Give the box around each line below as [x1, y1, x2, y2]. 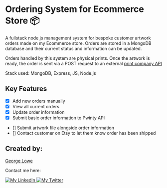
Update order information [12, 109, 65, 115]
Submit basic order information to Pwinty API [12, 115, 105, 121]
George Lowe [5, 158, 33, 164]
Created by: [5, 145, 43, 153]
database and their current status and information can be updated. [5, 45, 142, 51]
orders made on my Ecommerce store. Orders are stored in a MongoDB [5, 40, 152, 46]
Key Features [5, 85, 47, 93]
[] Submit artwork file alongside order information [12, 125, 115, 131]
